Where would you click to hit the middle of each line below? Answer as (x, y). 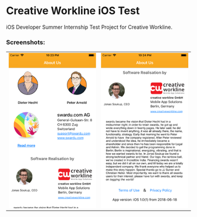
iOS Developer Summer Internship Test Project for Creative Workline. (89, 27)
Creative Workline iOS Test (73, 11)
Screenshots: (26, 42)
